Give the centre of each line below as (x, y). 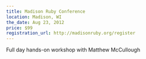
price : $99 (19, 28)
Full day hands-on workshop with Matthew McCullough (73, 50)
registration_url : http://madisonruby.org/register (71, 33)
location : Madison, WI (34, 17)
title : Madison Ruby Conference (46, 11)
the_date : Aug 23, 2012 (35, 22)
